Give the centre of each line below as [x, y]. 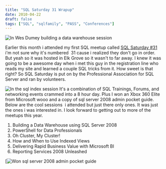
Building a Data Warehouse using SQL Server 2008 [65, 125]
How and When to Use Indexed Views [51, 141]
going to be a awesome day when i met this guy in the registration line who [82, 63]
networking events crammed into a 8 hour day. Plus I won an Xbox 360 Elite [83, 94]
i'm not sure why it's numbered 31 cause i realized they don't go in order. [80, 53]
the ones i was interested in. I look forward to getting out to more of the [78, 110]
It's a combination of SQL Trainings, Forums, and [109, 89]
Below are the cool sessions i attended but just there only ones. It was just [82, 105]
